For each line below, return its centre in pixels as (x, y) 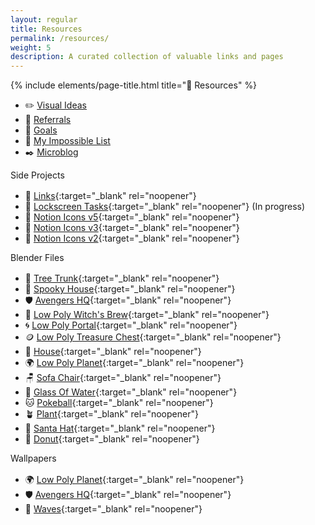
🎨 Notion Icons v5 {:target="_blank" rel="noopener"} (132, 217)
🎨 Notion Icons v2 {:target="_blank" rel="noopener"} (132, 238)
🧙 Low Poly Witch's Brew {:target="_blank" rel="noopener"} (147, 315)
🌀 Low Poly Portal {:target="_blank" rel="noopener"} (131, 325)
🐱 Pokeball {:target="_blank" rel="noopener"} (119, 403)
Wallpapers (33, 458)
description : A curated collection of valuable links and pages (147, 57)
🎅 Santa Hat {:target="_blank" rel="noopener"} (120, 428)
